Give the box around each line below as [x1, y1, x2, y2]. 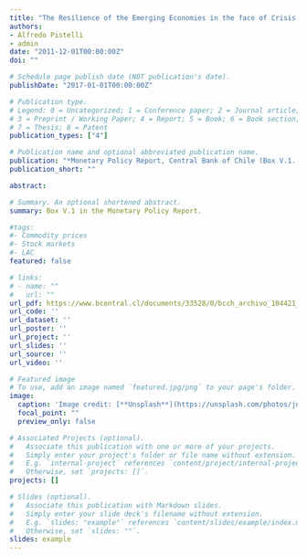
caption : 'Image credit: [17, 400, 112, 409]
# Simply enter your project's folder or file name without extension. [9, 450, 297, 459]
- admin [9, 38, 39, 48]
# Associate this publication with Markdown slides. [9, 500, 223, 510]
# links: [9, 273, 43, 282]
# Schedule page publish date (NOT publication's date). [9, 72, 231, 82]
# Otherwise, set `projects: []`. [9, 468, 149, 477]
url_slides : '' [9, 341, 68, 350]
